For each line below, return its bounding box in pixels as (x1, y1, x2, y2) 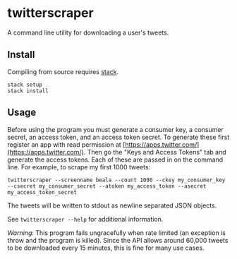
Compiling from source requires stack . (7, 67, 119, 76)
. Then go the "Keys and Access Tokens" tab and (83, 147, 227, 156)
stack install (7, 87, 49, 95)
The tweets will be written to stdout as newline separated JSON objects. (7, 201, 217, 210)
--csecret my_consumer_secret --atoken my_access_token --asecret (7, 182, 207, 190)
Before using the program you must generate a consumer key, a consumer (7, 125, 224, 133)
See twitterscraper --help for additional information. (7, 215, 164, 223)
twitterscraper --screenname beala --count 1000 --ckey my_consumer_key (7, 176, 226, 183)
